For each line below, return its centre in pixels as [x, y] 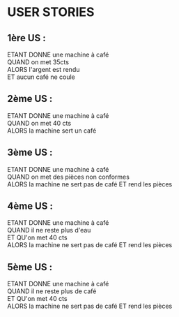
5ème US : [30, 267]
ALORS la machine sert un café [52, 131]
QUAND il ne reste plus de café [52, 291]
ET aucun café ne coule [41, 77]
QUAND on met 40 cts [39, 123]
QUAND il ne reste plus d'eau [49, 230]
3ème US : [30, 153]
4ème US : [30, 206]
